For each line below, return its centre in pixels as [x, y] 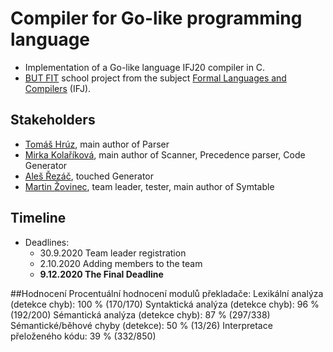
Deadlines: [47, 242]
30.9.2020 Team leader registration [113, 253]
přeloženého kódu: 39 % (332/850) [83, 336]
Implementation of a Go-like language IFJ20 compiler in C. [145, 67]
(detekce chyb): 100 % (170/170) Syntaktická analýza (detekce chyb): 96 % [165, 304]
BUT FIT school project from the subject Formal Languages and [155, 78]
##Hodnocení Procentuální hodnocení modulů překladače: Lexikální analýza [167, 293]
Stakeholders [53, 120]
